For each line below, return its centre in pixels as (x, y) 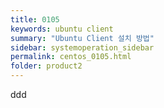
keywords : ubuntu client (62, 29)
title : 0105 (35, 19)
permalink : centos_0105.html (71, 57)
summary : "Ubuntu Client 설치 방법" (82, 38)
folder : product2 (46, 66)
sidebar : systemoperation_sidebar (82, 47)
